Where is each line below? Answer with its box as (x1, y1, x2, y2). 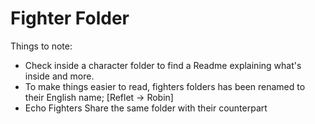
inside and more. (24, 70, 95, 82)
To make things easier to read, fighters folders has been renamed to (24, 80, 306, 92)
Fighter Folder (10, 7, 130, 30)
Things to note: (10, 40, 73, 52)
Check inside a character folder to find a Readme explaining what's (24, 59, 302, 71)
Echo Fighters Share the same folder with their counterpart (24, 102, 268, 114)
